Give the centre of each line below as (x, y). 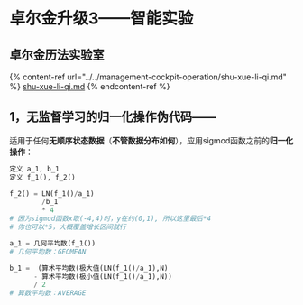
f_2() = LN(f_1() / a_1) (52, 194)
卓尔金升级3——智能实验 (101, 18)
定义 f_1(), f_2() (42, 177)
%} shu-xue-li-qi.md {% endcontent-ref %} (90, 86)
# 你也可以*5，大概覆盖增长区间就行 (68, 227)
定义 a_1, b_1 (35, 169)
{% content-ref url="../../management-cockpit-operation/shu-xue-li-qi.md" (148, 77)
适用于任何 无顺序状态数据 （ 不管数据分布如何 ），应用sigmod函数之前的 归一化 (151, 140)
